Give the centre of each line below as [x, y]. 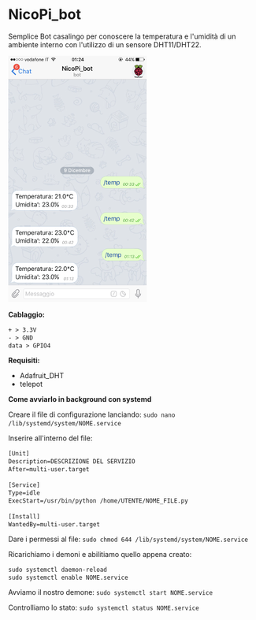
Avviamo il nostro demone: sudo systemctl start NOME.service [111, 592]
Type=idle [24, 493]
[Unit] [19, 453]
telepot [31, 384]
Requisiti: [24, 360]
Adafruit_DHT [42, 375]
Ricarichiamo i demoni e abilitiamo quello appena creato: [100, 554]
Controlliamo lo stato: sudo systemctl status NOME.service [104, 607]
